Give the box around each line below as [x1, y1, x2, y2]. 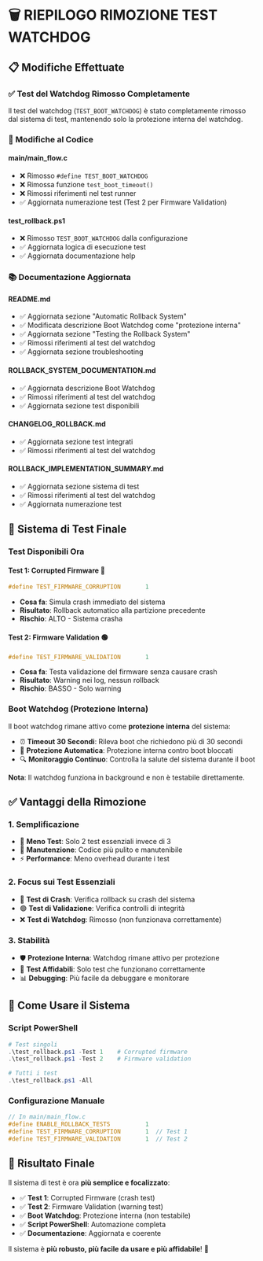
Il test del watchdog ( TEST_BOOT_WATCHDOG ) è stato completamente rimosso [8, 105, 247, 115]
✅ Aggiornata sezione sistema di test [19, 481, 140, 491]
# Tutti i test [8, 1069, 58, 1078]
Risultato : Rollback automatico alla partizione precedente [19, 606, 206, 615]
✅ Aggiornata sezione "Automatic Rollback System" [19, 312, 187, 321]
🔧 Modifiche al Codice [8, 134, 94, 145]
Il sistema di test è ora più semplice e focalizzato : [8, 1178, 170, 1187]
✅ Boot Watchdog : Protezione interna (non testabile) [19, 1211, 191, 1220]
